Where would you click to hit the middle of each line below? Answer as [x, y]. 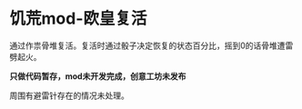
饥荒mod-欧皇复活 [78, 19]
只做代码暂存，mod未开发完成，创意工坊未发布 [98, 76]
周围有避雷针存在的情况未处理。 [69, 95]
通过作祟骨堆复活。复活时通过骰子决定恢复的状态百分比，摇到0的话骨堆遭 [147, 45]
